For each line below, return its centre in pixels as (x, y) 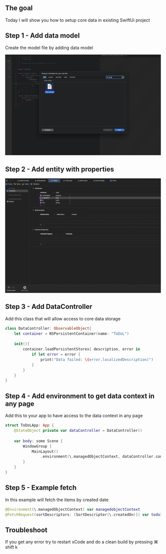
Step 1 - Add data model (42, 36)
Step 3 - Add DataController (49, 307)
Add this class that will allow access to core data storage (63, 318)
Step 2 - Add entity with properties (60, 169)
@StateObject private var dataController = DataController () (78, 431)
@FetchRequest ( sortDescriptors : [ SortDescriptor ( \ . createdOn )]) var (77, 514)
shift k (11, 547)
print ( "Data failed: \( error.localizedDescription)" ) (97, 359)
